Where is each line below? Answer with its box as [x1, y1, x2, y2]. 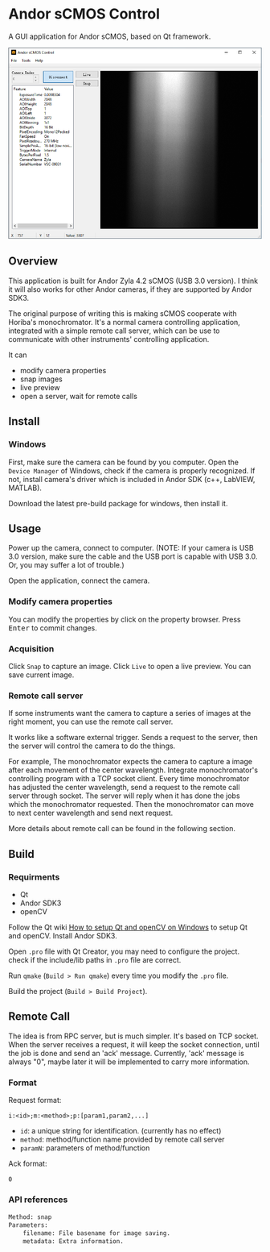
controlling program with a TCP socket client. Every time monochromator [8, 774, 250, 784]
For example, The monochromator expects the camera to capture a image [8, 757, 253, 767]
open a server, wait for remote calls [19, 391, 138, 401]
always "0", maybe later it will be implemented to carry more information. [8, 1057, 251, 1067]
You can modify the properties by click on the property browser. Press [8, 614, 241, 624]
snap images [19, 374, 63, 384]
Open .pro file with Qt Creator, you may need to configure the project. [8, 946, 239, 956]
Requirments [8, 871, 60, 883]
